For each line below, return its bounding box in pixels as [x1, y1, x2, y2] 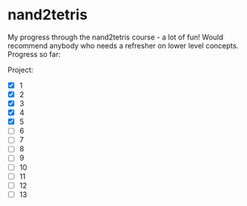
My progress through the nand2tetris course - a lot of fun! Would [7, 32, 224, 42]
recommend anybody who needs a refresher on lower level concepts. [7, 40, 239, 50]
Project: [7, 64, 34, 74]
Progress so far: [7, 49, 61, 59]
